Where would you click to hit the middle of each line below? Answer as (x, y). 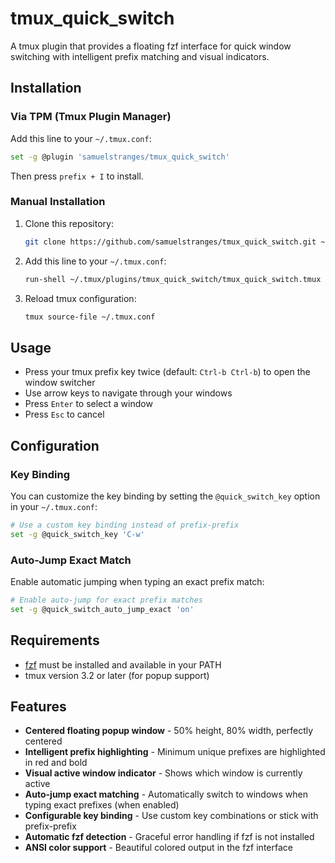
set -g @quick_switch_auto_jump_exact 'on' (102, 609)
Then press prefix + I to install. (77, 176)
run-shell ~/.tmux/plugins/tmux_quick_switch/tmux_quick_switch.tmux (173, 279)
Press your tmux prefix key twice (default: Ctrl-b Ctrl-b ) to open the (167, 372)
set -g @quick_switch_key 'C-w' (77, 534)
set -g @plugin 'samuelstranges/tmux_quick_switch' (120, 157)
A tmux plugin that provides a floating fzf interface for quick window (151, 46)
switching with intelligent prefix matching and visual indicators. (140, 56)
